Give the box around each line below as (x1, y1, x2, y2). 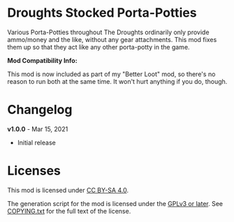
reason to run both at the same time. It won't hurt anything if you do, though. (7, 77, 228, 85)
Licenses (7, 163, 61, 179)
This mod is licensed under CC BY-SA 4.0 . (7, 186, 129, 194)
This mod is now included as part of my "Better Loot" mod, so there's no (7, 70, 216, 78)
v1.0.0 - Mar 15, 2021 (7, 124, 68, 133)
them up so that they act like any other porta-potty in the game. (7, 43, 190, 51)
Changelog (7, 102, 73, 118)
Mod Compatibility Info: (7, 56, 78, 64)
